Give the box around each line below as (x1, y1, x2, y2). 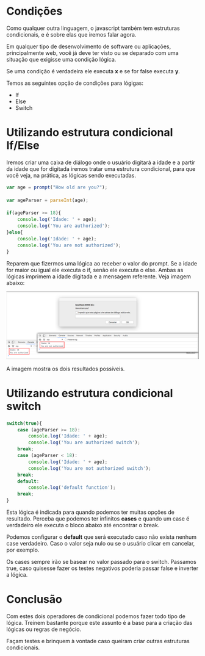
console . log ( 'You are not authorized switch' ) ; (28, 465, 151, 471)
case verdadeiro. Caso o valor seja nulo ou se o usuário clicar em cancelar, (6, 540, 195, 547)
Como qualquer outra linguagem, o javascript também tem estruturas (6, 24, 180, 32)
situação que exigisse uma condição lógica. (6, 56, 117, 63)
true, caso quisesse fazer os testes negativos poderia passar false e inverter (6, 564, 199, 572)
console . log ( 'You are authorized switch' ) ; (28, 439, 140, 446)
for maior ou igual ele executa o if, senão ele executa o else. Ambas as (6, 266, 184, 273)
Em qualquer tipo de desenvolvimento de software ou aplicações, (6, 43, 171, 50)
